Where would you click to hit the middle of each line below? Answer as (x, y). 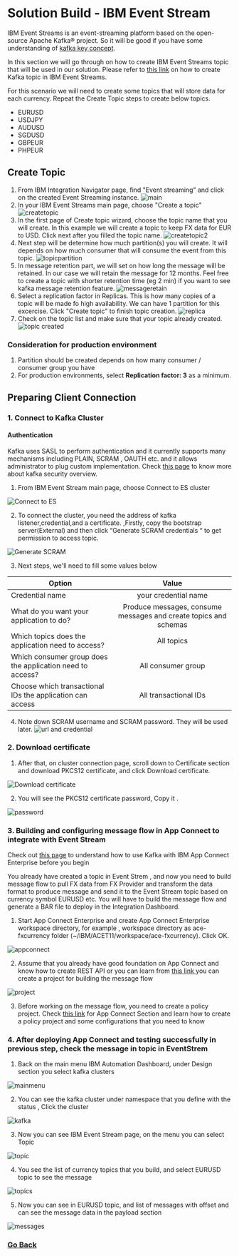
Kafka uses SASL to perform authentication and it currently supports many (117, 451)
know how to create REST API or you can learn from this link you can (118, 971)
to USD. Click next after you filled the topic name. (90, 235)
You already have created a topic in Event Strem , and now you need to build (119, 877)
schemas (172, 624)
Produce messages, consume (172, 606)
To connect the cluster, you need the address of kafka (97, 515)
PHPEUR (30, 150)
